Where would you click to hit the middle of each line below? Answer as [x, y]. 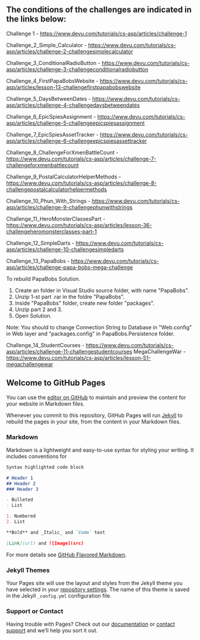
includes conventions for [37, 456]
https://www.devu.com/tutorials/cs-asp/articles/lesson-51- [79, 358]
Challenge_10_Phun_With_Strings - [48, 201]
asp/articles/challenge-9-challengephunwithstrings [70, 207]
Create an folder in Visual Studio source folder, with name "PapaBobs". [102, 290]
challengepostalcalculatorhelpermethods [57, 189]
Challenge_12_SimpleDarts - [40, 243]
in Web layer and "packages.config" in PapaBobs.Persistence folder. [90, 333]
